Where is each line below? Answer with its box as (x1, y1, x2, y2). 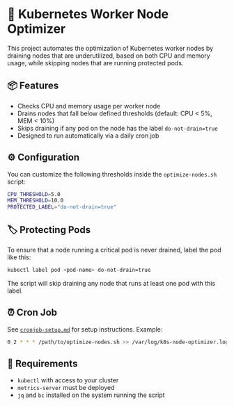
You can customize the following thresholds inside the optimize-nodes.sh (7, 170, 217, 178)
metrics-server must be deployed (17, 384, 115, 392)
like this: (7, 253, 31, 261)
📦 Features (7, 80, 59, 92)
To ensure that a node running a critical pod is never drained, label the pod (7, 246, 221, 254)
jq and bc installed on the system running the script (17, 391, 165, 399)
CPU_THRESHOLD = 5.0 (7, 190, 61, 197)
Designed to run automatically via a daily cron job (17, 131, 159, 140)
